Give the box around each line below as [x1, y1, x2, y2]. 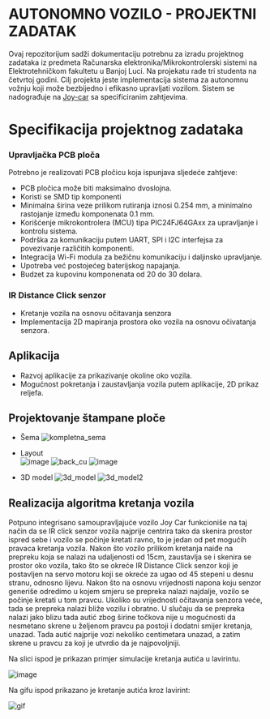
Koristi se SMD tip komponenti [19, 192, 122, 202]
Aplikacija [8, 349, 60, 363]
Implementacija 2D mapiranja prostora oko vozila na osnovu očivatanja [19, 317, 257, 327]
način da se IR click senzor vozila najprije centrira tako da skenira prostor [8, 526, 253, 536]
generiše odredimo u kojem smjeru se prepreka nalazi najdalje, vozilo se [8, 587, 250, 597]
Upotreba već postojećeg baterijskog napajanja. [19, 261, 181, 271]
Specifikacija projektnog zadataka [8, 121, 244, 139]
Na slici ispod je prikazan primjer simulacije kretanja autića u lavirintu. [8, 654, 241, 664]
